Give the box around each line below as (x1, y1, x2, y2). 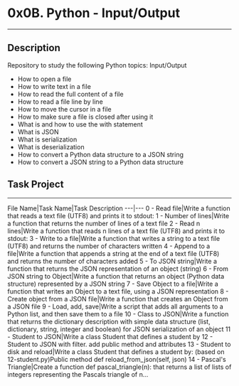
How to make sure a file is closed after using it (17, 112, 154, 121)
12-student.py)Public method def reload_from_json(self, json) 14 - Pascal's (7, 355, 226, 363)
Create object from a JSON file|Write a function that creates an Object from (7, 294, 228, 303)
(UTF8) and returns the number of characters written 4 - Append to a (7, 242, 211, 250)
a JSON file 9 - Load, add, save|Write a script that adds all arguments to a (7, 302, 224, 311)
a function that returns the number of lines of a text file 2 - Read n (7, 219, 201, 227)
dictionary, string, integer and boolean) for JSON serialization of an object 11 (7, 325, 231, 333)
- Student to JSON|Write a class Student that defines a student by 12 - (7, 332, 213, 341)
